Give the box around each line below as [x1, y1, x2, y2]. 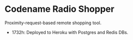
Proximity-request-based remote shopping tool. [4, 20, 102, 26]
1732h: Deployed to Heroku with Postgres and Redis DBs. [11, 29, 129, 35]
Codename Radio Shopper [4, 3, 115, 15]
